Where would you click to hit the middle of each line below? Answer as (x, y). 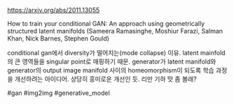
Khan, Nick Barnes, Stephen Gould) (58, 38)
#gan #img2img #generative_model (58, 93)
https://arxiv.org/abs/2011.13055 (54, 10)
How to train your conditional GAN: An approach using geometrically (106, 23)
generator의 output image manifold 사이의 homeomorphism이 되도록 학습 (111, 70)
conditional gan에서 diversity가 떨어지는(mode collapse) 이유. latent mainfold (116, 53)
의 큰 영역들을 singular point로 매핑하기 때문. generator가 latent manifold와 (112, 61)
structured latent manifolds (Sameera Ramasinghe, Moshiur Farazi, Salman (115, 31)
